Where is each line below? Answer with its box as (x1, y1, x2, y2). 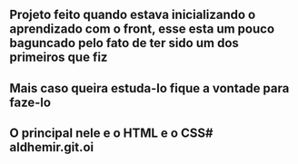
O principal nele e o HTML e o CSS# (9, 126, 214, 141)
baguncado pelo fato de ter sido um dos (9, 35, 239, 51)
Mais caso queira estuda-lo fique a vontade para (9, 81, 290, 96)
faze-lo (9, 94, 52, 110)
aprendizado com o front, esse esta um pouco (9, 22, 275, 37)
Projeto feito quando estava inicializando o (9, 7, 256, 23)
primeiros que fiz (9, 50, 108, 65)
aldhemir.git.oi (9, 140, 94, 155)
